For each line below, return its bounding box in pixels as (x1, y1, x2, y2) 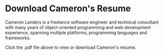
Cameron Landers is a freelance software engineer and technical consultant (5, 19, 159, 25)
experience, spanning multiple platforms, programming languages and (5, 29, 147, 35)
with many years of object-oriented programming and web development (5, 24, 151, 30)
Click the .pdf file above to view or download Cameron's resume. (5, 44, 136, 50)
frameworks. (5, 35, 31, 41)
